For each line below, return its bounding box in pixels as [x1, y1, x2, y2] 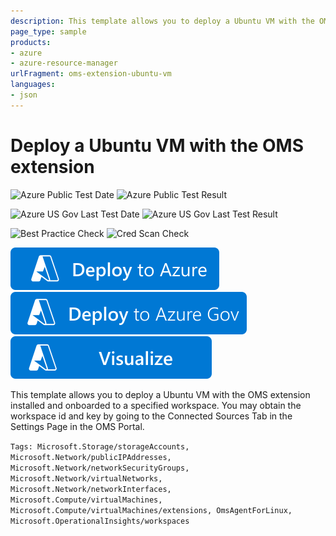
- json [10, 90, 38, 100]
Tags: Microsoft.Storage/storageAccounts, [10, 441, 190, 452]
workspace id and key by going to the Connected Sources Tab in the [10, 410, 293, 422]
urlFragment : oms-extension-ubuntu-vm [10, 69, 172, 79]
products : [10, 37, 52, 47]
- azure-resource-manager [10, 58, 118, 69]
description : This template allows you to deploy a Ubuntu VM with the [10, 16, 315, 26]
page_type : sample [10, 26, 87, 37]
